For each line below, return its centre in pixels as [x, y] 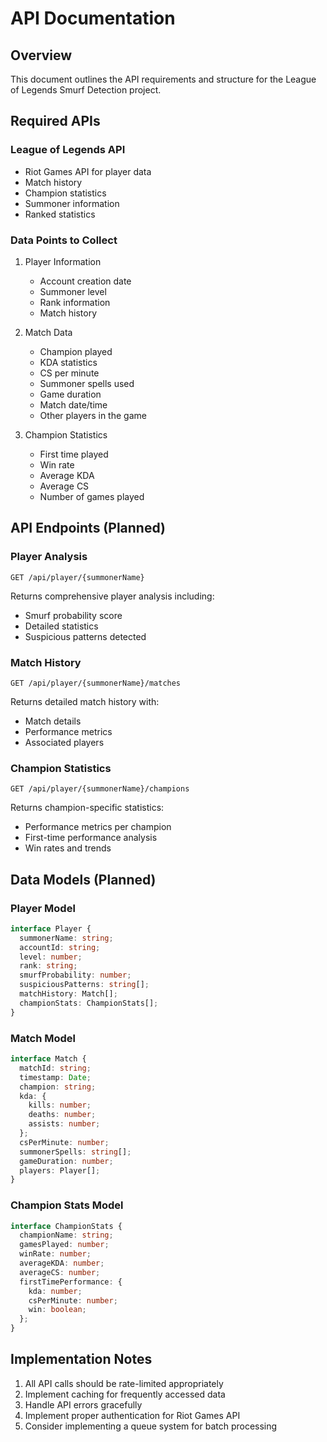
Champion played [76, 351]
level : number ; [51, 957]
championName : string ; [66, 1235]
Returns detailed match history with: [85, 701]
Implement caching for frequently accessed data [125, 1394]
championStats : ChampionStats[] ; [89, 1003]
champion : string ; [58, 1087]
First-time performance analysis [91, 838]
